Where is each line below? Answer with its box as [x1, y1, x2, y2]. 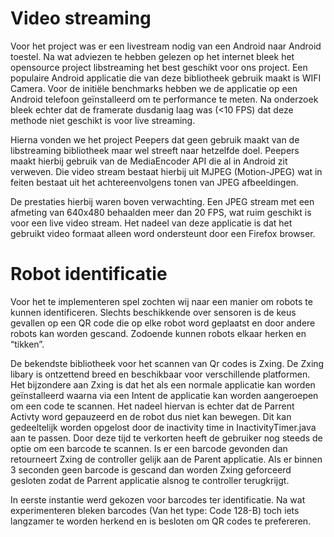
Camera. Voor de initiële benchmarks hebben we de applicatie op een [10, 82, 298, 94]
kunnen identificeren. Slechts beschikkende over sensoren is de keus [10, 306, 297, 318]
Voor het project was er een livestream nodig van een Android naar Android [10, 40, 322, 52]
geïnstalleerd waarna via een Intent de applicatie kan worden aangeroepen [10, 389, 319, 401]
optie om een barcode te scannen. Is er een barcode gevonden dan [10, 442, 288, 454]
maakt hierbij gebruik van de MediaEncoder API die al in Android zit [10, 155, 288, 167]
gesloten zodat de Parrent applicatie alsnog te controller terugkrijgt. [10, 474, 290, 486]
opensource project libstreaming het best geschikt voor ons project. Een [10, 61, 308, 73]
